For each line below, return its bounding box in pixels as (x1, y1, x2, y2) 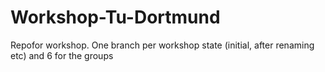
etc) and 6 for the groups (10, 49, 114, 61)
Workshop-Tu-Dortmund (10, 6, 221, 29)
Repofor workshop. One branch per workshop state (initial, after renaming (10, 39, 315, 51)
